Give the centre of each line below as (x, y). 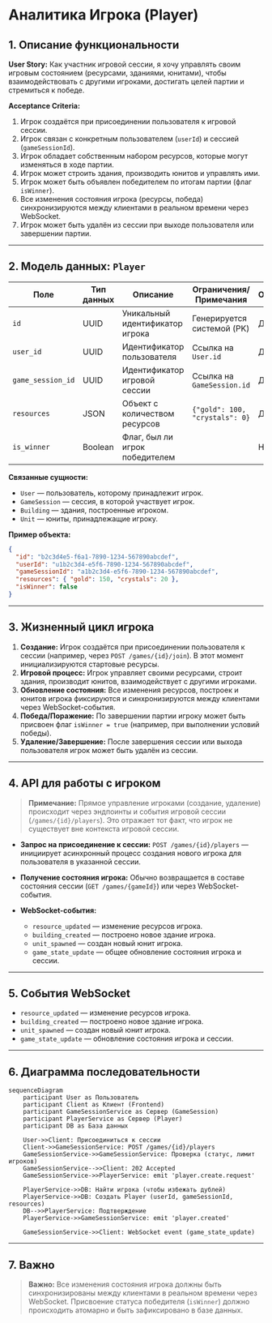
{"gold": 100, (219, 409)
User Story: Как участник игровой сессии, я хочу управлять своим (125, 64)
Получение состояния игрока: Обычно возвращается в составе (132, 877)
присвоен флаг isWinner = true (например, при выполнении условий (140, 724)
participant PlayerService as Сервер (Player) (103, 1119)
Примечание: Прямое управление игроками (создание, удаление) (144, 803)
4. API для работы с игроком (85, 784)
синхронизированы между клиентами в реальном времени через (142, 1293)
